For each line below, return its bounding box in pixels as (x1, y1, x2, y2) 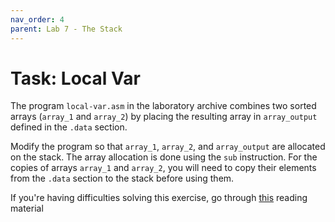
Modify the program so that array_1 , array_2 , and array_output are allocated (10, 141, 326, 153)
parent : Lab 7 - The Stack (10, 24, 123, 34)
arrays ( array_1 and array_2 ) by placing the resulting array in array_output (10, 111, 318, 123)
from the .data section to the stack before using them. (10, 172, 235, 185)
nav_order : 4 (10, 14, 65, 25)
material (10, 202, 44, 215)
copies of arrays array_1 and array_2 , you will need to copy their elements (10, 162, 317, 174)
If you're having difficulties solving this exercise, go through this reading (10, 192, 308, 204)
